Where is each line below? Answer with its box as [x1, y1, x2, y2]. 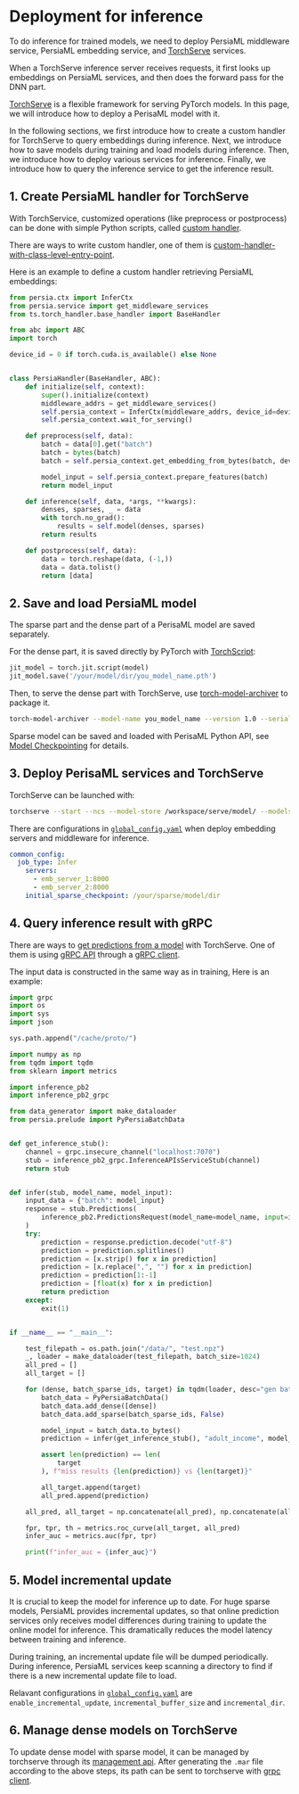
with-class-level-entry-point [9, 249, 113, 259]
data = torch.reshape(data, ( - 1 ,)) [41, 555, 174, 564]
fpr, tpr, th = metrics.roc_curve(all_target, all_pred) [25, 1523, 241, 1533]
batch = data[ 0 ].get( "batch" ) [41, 440, 153, 449]
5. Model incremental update [9, 1572, 172, 1588]
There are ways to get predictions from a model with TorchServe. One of [9, 939, 276, 950]
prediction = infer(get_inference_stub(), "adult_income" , [41, 1434, 265, 1444]
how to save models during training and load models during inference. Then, [9, 144, 289, 155]
